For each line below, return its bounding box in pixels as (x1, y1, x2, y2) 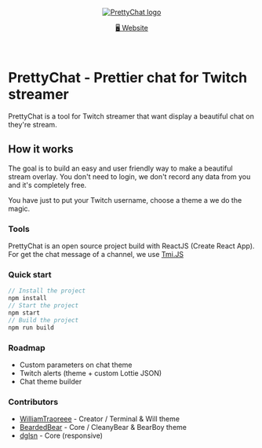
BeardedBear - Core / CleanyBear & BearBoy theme (19, 423, 187, 432)
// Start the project (8, 302, 79, 310)
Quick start (8, 269, 53, 280)
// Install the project (8, 287, 86, 295)
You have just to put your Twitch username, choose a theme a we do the (8, 195, 242, 204)
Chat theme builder (19, 376, 82, 386)
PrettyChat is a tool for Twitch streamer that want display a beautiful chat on (8, 111, 255, 121)
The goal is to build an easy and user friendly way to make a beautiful (8, 163, 233, 173)
